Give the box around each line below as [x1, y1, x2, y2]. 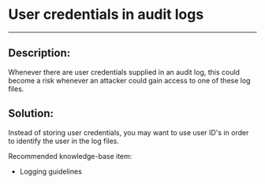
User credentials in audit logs [8, 6, 204, 24]
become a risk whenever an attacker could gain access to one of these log [8, 75, 251, 85]
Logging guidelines [19, 167, 83, 176]
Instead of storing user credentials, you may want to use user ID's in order [8, 127, 249, 137]
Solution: [8, 107, 54, 120]
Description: [8, 46, 71, 60]
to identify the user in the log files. [8, 136, 120, 145]
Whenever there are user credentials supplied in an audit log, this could [8, 67, 241, 76]
